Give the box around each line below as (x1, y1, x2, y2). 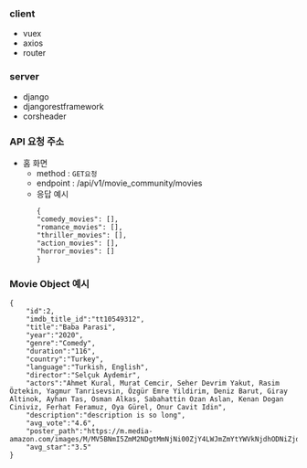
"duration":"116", (26, 346, 96, 356)
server (9, 70, 39, 83)
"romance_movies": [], (36, 222, 123, 231)
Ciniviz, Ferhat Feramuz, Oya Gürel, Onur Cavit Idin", (9, 403, 227, 412)
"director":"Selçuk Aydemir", (26, 371, 142, 380)
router (22, 48, 47, 58)
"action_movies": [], (36, 239, 119, 248)
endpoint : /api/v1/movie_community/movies (36, 177, 203, 188)
